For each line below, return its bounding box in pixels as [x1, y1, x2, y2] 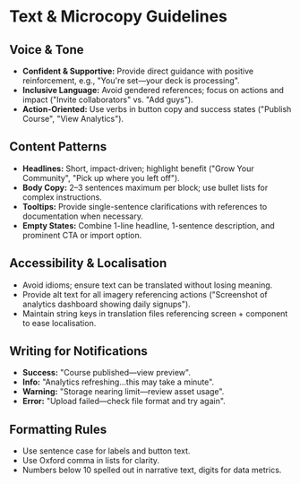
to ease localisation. [21, 317, 97, 328]
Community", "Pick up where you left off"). [21, 172, 181, 183]
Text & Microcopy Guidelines [9, 6, 228, 27]
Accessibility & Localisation [9, 255, 167, 271]
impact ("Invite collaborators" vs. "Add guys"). [21, 94, 194, 105]
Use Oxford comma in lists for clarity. [21, 455, 159, 466]
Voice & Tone [9, 42, 84, 57]
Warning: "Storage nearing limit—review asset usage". [21, 386, 225, 397]
